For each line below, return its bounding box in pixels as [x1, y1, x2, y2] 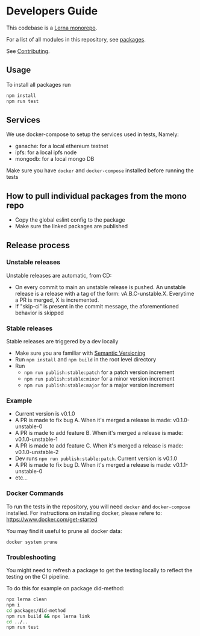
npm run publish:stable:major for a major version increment [23, 381, 175, 389]
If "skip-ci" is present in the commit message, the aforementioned [14, 302, 179, 310]
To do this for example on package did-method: [6, 585, 125, 591]
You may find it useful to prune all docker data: [6, 527, 122, 534]
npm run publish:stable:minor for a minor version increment [23, 375, 175, 382]
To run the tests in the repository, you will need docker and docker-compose [6, 503, 191, 510]
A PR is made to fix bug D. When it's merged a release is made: [14, 461, 172, 469]
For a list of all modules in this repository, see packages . [6, 36, 146, 43]
